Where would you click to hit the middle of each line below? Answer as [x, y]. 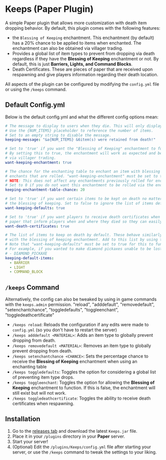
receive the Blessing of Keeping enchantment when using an [75, 361]
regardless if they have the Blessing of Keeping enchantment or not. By [85, 58]
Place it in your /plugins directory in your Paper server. [68, 436]
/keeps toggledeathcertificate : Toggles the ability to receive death [81, 398]
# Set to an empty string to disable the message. [58, 135]
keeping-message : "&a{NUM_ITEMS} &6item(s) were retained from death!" [80, 140]
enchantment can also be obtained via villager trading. [68, 48]
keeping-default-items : [30, 258]
